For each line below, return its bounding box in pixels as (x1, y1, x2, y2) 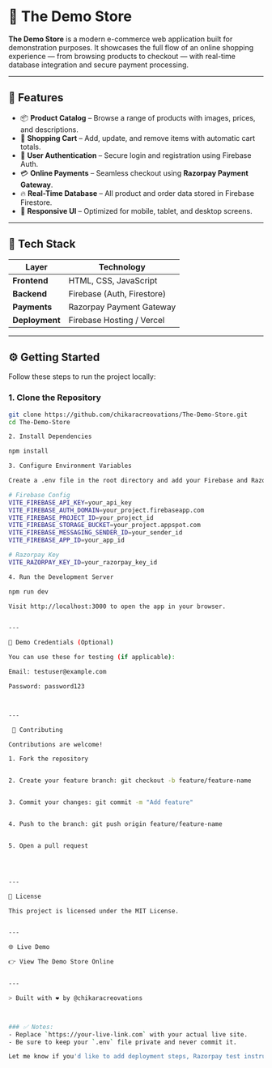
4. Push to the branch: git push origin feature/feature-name (8, 820, 223, 828)
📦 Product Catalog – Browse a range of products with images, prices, (19, 113, 256, 122)
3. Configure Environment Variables (8, 462, 132, 470)
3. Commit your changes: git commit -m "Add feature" (8, 798, 194, 806)
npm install (8, 447, 49, 456)
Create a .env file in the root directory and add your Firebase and (8, 477, 249, 485)
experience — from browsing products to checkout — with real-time (8, 51, 236, 61)
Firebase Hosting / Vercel (68, 314, 165, 326)
